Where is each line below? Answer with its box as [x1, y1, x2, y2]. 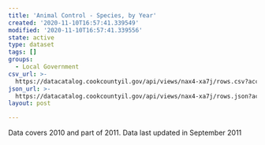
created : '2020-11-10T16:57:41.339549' [8, 19, 140, 27]
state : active [8, 33, 55, 42]
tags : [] [8, 48, 37, 56]
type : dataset [8, 41, 55, 49]
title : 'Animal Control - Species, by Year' [8, 11, 157, 20]
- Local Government [15, 63, 80, 71]
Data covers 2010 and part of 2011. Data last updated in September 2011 [8, 128, 242, 138]
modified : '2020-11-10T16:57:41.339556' [8, 26, 144, 34]
